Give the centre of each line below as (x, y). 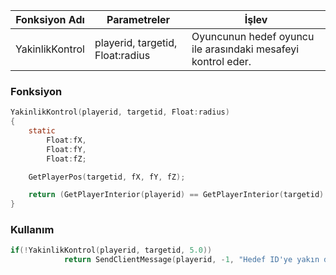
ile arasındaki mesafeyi (245, 49)
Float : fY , (66, 149)
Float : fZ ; (66, 159)
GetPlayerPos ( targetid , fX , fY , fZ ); (107, 177)
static (42, 131)
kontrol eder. (221, 61)
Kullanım (32, 230)
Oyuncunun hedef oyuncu (253, 36)
